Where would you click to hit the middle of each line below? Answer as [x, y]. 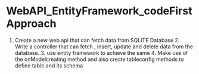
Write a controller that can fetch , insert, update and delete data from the [104, 47]
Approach [31, 24]
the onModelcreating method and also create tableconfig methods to [99, 59]
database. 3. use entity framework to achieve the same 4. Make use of [101, 53]
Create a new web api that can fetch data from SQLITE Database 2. [97, 40]
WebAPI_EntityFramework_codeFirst [99, 11]
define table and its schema [49, 65]
